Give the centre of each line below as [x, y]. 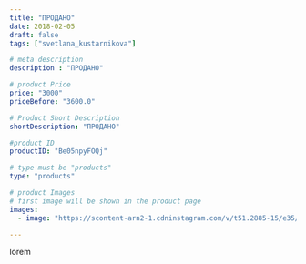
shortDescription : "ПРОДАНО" [65, 127]
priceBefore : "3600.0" [52, 101]
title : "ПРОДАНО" [42, 18]
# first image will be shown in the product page [106, 201]
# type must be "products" [61, 168]
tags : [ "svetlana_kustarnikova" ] [73, 43]
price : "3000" [36, 93]
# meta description [46, 60]
